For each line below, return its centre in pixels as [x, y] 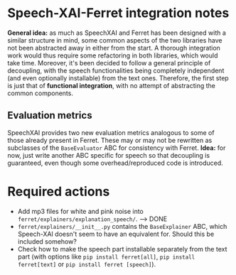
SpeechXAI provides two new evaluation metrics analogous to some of [111, 132]
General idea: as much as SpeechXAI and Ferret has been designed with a [117, 33]
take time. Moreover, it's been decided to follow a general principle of [109, 63]
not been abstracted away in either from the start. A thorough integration [114, 48]
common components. [40, 93]
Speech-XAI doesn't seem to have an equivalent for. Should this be [116, 234]
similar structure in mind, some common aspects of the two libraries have [115, 40]
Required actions [59, 192]
